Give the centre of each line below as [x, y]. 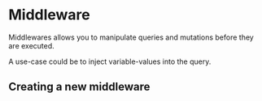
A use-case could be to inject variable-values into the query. [110, 61]
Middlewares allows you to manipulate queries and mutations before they [131, 37]
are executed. [31, 45]
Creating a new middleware [79, 87]
